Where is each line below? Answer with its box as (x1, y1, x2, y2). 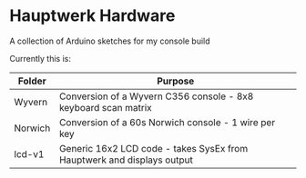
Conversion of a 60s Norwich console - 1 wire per (58, 115, 276, 128)
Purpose (157, 74, 195, 87)
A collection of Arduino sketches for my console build (9, 35, 211, 46)
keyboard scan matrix (58, 101, 152, 114)
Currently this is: (9, 53, 71, 64)
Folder (17, 74, 47, 87)
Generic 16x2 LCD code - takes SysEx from (58, 142, 249, 154)
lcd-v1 (14, 147, 45, 160)
